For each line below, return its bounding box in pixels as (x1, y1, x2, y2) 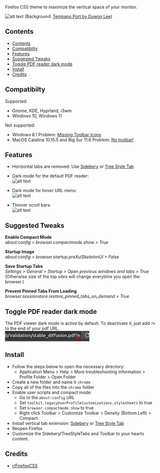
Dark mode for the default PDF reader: (12, 173, 89, 179)
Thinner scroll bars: (12, 202, 51, 208)
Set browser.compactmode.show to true (19, 405, 94, 410)
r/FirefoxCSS (12, 463, 38, 469)
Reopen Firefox (12, 425, 43, 431)
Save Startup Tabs (5, 263, 43, 269)
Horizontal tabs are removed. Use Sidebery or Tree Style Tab (12, 163, 134, 169)
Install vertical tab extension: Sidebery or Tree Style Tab (12, 420, 125, 426)
